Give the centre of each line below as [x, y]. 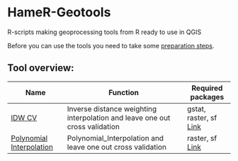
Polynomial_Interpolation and [115, 138]
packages [207, 96]
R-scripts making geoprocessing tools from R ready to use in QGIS [104, 32]
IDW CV [24, 118]
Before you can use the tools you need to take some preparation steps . [111, 45]
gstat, [197, 109]
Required [207, 88]
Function [124, 92]
